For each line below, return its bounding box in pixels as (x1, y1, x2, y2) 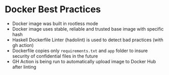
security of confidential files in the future (12, 53, 98, 59)
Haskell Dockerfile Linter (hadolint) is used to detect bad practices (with (12, 37, 164, 43)
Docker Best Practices (5, 4, 101, 15)
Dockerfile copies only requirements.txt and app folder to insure (12, 47, 148, 54)
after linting (12, 64, 37, 70)
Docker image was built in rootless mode (12, 20, 98, 27)
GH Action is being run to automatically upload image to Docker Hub (12, 58, 156, 64)
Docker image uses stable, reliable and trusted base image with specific (12, 26, 164, 32)
